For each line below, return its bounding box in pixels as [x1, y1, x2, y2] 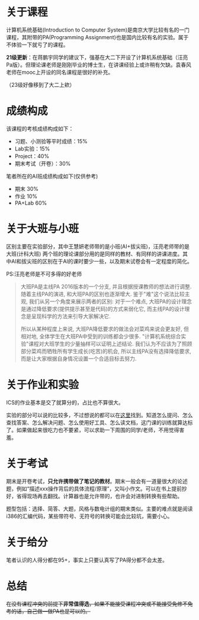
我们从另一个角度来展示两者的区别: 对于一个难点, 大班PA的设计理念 [28, 298, 192, 305]
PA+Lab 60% [14, 199, 47, 206]
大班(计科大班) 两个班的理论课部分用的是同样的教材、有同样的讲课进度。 [6, 250, 183, 257]
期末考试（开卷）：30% [14, 160, 71, 167]
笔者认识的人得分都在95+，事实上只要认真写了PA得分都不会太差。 [6, 556, 168, 564]
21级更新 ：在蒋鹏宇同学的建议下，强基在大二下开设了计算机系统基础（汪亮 [6, 53, 188, 61]
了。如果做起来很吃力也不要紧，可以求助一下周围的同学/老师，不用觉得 [6, 426, 179, 433]
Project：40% [14, 152, 49, 159]
